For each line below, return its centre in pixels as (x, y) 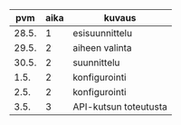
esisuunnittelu (102, 33)
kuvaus (120, 18)
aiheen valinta (102, 48)
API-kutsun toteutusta (119, 106)
